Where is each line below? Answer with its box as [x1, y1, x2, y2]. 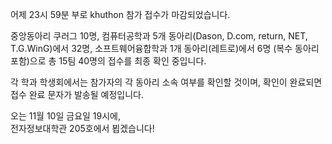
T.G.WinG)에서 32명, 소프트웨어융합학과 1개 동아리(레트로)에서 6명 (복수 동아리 [10, 43, 320, 54]
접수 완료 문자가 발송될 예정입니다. [10, 89, 144, 100]
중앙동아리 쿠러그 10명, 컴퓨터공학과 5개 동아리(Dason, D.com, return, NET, [10, 30, 308, 42]
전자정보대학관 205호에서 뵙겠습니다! [10, 123, 155, 134]
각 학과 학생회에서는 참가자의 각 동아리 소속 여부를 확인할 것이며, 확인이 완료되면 [10, 76, 323, 88]
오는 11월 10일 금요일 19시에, [10, 110, 121, 122]
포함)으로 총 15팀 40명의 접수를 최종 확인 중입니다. [10, 55, 207, 67]
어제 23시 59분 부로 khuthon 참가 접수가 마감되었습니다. [10, 9, 231, 20]
